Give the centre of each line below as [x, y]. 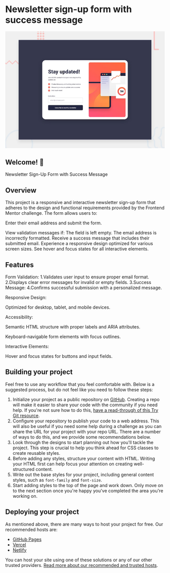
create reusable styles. [36, 453]
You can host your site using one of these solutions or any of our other [79, 560]
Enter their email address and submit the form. [54, 223]
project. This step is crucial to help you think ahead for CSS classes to [86, 448]
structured [23, 469]
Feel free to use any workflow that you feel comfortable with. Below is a [80, 384]
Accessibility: [19, 317]
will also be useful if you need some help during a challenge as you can [87, 426]
